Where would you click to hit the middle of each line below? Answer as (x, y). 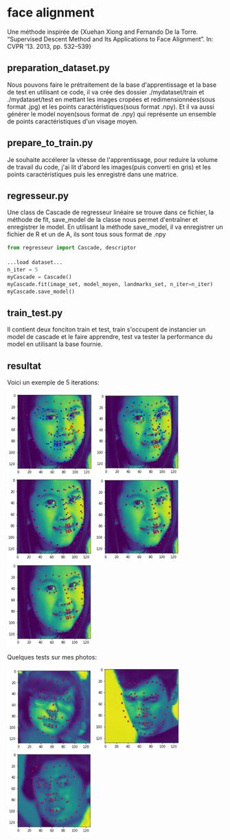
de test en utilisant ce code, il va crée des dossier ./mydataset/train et (106, 92)
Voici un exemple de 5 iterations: (53, 382)
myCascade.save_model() (41, 291)
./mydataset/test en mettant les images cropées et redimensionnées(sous (111, 99)
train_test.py (35, 313)
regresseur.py (38, 195)
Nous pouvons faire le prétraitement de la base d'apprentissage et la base (112, 85)
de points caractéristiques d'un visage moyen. (73, 121)
